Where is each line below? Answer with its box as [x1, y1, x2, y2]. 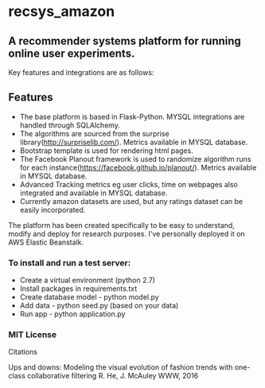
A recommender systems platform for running [8, 34, 241, 48]
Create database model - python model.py [19, 292, 159, 302]
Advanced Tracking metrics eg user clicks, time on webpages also [19, 179, 239, 189]
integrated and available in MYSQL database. [19, 188, 168, 198]
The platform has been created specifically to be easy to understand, [8, 220, 235, 229]
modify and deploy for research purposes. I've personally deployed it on [8, 229, 245, 238]
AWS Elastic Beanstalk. [8, 237, 84, 247]
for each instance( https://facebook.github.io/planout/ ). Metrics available [19, 163, 257, 172]
